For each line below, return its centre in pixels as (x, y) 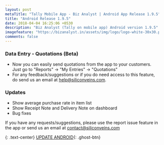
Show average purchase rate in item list (52, 103)
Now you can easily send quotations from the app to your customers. (82, 64)
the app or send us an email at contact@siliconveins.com (62, 128)
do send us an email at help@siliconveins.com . (59, 80)
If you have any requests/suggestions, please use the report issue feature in (82, 123)
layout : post (18, 9)
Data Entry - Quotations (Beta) (42, 54)
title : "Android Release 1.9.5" (38, 18)
